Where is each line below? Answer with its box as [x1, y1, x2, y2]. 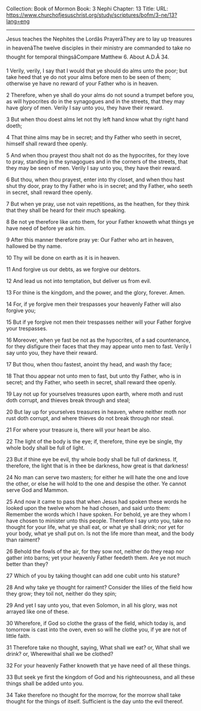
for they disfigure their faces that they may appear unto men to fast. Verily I [6, 343, 192, 350]
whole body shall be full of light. [6, 444, 85, 451]
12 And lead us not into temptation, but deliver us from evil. [6, 278, 151, 284]
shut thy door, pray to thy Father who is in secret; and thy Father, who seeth [6, 183, 193, 189]
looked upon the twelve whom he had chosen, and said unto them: [6, 505, 170, 511]
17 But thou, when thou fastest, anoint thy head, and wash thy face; [6, 361, 172, 367]
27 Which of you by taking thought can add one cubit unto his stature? [6, 572, 180, 579]
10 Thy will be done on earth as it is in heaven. [6, 254, 120, 261]
